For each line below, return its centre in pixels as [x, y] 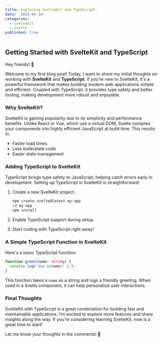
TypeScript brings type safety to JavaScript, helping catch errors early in [79, 177]
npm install [24, 210]
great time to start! [24, 325]
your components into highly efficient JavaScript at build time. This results [80, 129]
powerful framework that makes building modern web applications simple [80, 84]
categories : [17, 19]
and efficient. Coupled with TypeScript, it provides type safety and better [79, 90]
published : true [22, 32]
